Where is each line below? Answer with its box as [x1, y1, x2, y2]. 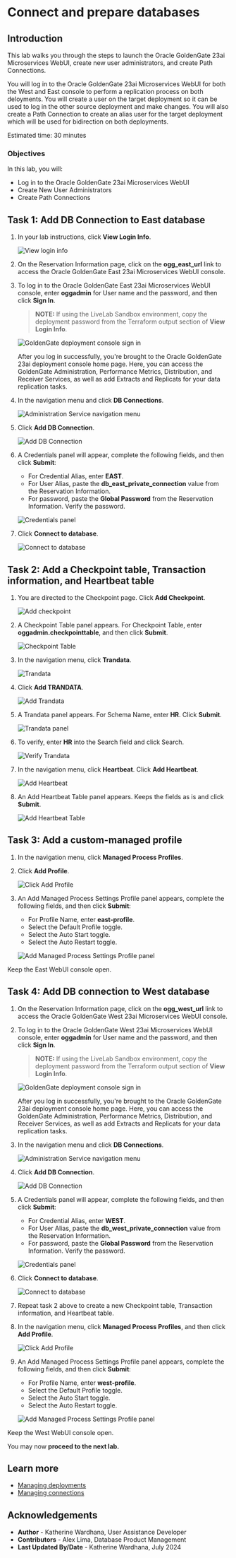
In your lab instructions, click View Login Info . [17, 232, 151, 241]
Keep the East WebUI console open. [7, 965, 112, 974]
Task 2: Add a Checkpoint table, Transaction [7, 563, 206, 576]
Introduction [7, 33, 63, 45]
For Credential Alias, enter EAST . [27, 472, 124, 480]
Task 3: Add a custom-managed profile [7, 834, 182, 846]
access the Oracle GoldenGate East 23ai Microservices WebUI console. [17, 268, 225, 276]
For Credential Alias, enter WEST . [27, 1216, 125, 1224]
